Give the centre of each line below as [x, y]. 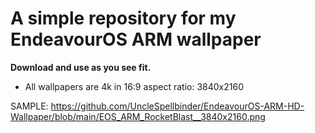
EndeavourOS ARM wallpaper [136, 39]
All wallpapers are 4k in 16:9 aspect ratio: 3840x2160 [134, 86]
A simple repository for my [123, 18]
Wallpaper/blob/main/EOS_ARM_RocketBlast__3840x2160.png [138, 116]
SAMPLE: [29, 106]
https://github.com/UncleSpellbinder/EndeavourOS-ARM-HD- [177, 106]
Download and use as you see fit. [81, 67]
